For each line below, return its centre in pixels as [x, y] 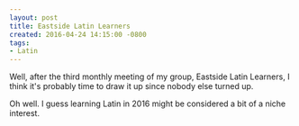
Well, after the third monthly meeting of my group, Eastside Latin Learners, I [149, 76]
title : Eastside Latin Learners [70, 26]
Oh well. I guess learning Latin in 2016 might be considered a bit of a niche [148, 103]
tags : [19, 43]
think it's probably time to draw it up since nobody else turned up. [131, 86]
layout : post [34, 18]
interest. [25, 113]
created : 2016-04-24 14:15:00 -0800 [78, 34]
